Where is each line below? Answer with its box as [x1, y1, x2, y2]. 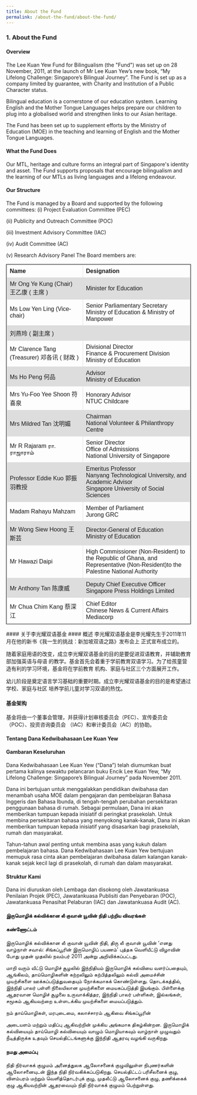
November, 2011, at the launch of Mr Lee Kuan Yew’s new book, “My [6, 67, 171, 74]
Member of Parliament [86, 505, 144, 512]
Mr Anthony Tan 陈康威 [9, 585, 70, 592]
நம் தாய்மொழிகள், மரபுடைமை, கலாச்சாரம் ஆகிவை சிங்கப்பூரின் [6, 1010, 151, 1017]
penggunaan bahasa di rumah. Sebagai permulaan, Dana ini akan [6, 805, 164, 812]
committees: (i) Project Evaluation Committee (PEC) [6, 206, 131, 213]
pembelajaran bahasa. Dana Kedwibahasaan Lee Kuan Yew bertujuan [6, 847, 174, 854]
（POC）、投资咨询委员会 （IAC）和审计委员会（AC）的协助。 [6, 721, 155, 728]
